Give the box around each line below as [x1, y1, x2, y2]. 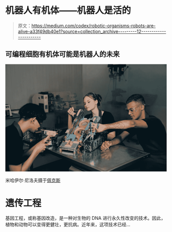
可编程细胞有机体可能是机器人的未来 [5, 50, 120, 59]
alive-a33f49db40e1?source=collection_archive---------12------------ [17, 28, 166, 34]
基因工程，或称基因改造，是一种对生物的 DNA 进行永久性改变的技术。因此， [5, 215, 166, 221]
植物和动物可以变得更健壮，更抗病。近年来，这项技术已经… [5, 221, 131, 228]
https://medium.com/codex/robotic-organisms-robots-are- [31, 23, 156, 29]
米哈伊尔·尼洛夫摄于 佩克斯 [5, 177, 61, 183]
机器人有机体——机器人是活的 [5, 5, 132, 16]
